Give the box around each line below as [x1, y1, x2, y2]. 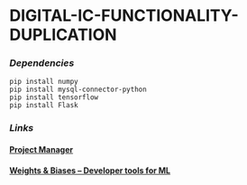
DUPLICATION [9, 24, 117, 45]
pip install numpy [9, 78, 78, 87]
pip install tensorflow [9, 93, 99, 102]
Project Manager [9, 144, 74, 154]
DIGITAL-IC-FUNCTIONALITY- [9, 5, 239, 26]
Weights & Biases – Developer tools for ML [9, 164, 171, 176]
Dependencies [9, 57, 75, 69]
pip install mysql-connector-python [9, 85, 147, 95]
